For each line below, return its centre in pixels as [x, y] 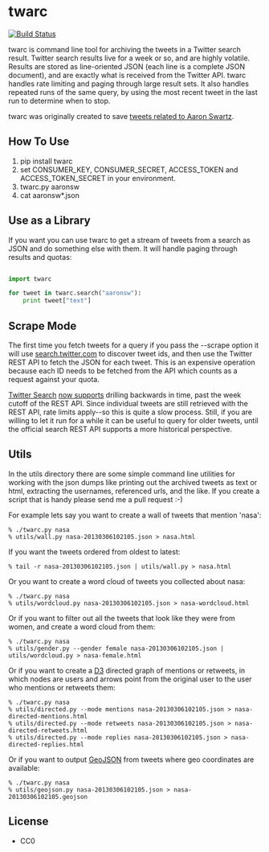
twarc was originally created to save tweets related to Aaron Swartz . [121, 116]
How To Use [39, 142]
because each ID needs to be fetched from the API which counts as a [123, 371]
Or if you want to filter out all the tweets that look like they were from [122, 618]
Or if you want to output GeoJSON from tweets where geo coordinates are [131, 759]
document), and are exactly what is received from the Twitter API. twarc [127, 75]
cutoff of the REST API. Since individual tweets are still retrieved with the [128, 403]
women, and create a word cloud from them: [82, 627]
